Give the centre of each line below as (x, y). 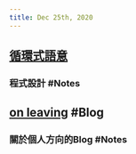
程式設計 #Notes (45, 83)
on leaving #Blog (57, 113)
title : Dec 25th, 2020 (51, 17)
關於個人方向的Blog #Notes (68, 140)
